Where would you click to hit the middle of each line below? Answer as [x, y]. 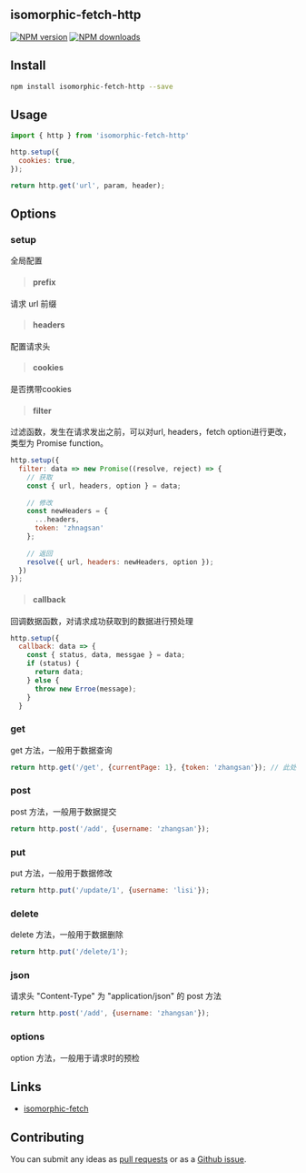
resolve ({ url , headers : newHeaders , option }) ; [120, 562]
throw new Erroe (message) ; [85, 689]
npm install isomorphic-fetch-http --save [92, 86]
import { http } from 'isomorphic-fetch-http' [100, 136]
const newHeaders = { [67, 511]
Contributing [47, 1137]
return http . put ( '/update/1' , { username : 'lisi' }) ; [110, 891]
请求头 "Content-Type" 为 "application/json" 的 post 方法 [116, 996]
